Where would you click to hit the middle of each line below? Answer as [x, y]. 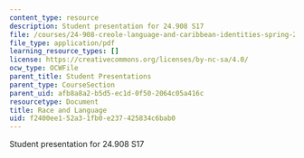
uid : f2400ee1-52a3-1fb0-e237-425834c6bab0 [93, 118]
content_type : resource [54, 18]
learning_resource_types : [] [64, 51]
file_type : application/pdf [62, 43]
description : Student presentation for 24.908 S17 [107, 26]
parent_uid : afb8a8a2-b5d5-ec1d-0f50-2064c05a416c [107, 93]
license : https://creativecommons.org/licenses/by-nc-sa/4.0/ [129, 60]
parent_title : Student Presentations [81, 77]
